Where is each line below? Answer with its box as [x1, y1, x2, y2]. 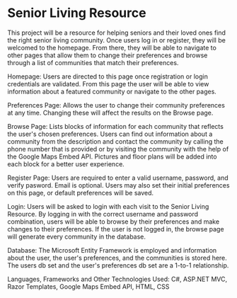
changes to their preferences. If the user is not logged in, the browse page [7, 224, 224, 233]
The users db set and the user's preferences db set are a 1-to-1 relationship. [7, 260, 229, 270]
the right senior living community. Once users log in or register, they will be [7, 35, 226, 44]
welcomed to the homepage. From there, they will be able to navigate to [7, 43, 217, 52]
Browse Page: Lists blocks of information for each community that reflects [7, 122, 224, 130]
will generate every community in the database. [7, 232, 146, 241]
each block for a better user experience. [7, 159, 125, 168]
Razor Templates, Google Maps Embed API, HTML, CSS [7, 282, 170, 291]
